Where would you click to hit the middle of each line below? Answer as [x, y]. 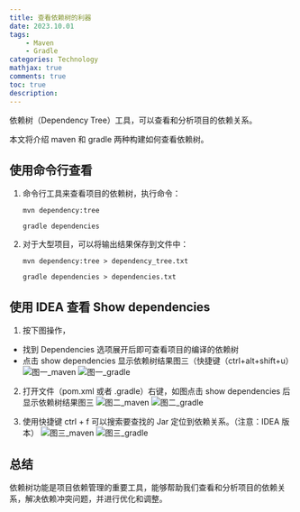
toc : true [28, 85]
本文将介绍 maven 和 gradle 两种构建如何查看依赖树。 [109, 139]
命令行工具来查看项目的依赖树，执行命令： [101, 194]
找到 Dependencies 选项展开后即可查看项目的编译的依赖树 [130, 350]
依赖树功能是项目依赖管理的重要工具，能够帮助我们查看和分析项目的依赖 [143, 487]
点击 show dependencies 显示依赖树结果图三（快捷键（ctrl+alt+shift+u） [158, 361]
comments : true [38, 77]
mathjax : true [36, 69]
